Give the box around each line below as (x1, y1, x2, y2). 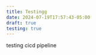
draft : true (6, 20, 36, 26)
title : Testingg (6, 8, 47, 15)
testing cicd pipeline (6, 42, 57, 49)
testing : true (6, 25, 42, 32)
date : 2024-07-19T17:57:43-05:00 (6, 14, 91, 20)
